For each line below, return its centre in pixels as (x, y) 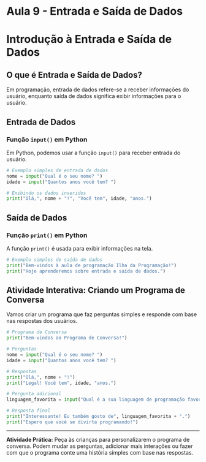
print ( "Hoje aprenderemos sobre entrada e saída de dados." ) (86, 271)
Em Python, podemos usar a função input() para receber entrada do (93, 153)
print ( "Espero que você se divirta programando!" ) (72, 422)
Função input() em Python (47, 139)
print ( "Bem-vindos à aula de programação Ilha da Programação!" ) (91, 265)
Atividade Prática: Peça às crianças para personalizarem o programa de (98, 439)
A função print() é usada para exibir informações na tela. (80, 248)
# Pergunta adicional (34, 394)
